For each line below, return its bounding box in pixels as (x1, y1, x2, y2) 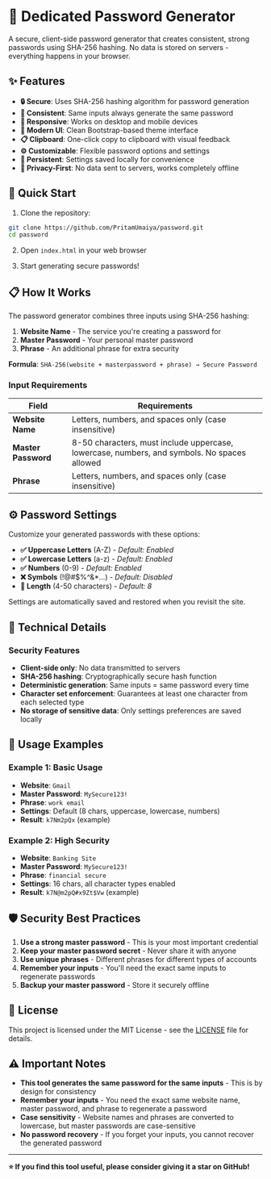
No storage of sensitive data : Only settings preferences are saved (19, 705, 242, 715)
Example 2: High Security (8, 834, 110, 846)
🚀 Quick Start (8, 186, 77, 200)
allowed (71, 458, 102, 469)
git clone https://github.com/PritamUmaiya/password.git (8, 224, 204, 232)
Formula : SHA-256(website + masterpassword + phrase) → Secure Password (8, 359, 258, 370)
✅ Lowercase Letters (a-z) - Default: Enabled (19, 554, 173, 564)
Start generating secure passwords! (19, 261, 140, 271)
